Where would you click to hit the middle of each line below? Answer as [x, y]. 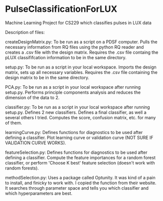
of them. [14, 123]
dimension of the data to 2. [32, 98]
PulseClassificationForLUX [61, 9]
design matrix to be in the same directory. [47, 77]
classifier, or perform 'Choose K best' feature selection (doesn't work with [80, 163]
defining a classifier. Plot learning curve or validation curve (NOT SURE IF [79, 137]
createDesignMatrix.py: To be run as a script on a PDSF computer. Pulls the [81, 42]
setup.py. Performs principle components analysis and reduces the [73, 92]
